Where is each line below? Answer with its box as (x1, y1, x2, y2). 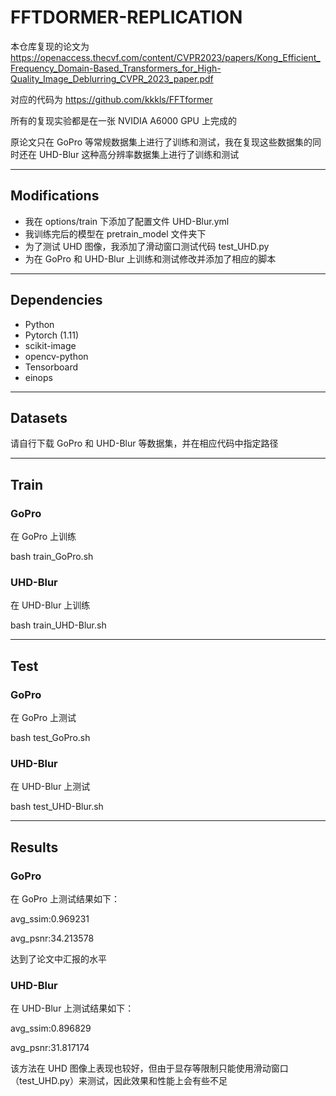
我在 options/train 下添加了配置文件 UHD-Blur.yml (24, 215, 230, 227)
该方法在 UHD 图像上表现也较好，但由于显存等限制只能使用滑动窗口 (10, 1062, 289, 1075)
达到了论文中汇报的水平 (10, 953, 107, 965)
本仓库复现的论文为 (10, 40, 90, 52)
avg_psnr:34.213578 (10, 932, 95, 945)
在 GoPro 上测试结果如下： (10, 893, 121, 905)
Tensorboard (24, 361, 79, 373)
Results (10, 839, 59, 856)
